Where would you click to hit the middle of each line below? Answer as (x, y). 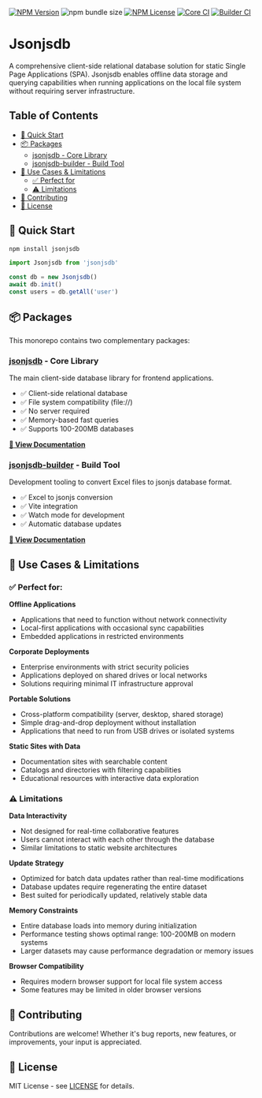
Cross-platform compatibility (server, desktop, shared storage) (122, 715)
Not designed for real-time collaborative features (100, 831)
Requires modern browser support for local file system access (121, 981)
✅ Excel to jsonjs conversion (66, 498)
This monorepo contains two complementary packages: (100, 340)
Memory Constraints (44, 910)
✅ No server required (55, 411)
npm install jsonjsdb (44, 248)
